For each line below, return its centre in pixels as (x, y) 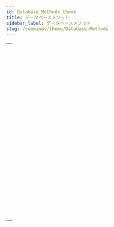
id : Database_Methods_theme (41, 12)
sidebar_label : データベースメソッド (49, 23)
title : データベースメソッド (38, 18)
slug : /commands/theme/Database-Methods (58, 29)
